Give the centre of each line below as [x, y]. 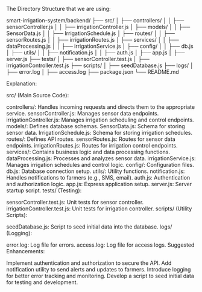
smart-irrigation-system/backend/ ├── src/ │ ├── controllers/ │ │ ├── [95, 20]
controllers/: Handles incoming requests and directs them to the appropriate [100, 107]
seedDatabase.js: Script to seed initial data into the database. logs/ [89, 227]
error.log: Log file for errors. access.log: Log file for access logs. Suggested [100, 245]
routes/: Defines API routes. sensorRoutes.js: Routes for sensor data [91, 139]
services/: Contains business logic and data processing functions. [88, 152]
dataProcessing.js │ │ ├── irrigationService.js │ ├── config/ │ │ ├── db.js [100, 46]
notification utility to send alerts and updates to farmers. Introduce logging [99, 269]
